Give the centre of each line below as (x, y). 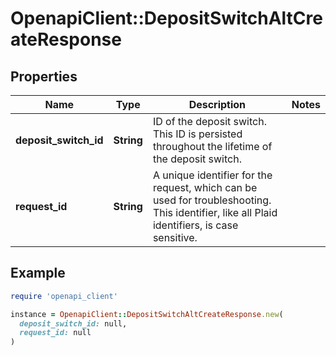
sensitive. (175, 237)
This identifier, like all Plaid (215, 212)
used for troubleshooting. (212, 200)
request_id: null (55, 333)
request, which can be (205, 187)
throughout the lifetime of (212, 146)
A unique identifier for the (212, 175)
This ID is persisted (197, 134)
